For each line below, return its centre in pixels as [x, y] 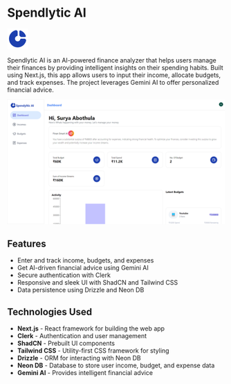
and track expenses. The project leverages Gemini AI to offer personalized [113, 82]
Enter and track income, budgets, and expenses [85, 260]
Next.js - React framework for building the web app [91, 328]
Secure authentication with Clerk [64, 275]
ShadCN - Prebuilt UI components [66, 343]
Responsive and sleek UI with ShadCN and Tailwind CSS [98, 283]
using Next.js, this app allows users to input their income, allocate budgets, [114, 75]
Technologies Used [49, 311]
